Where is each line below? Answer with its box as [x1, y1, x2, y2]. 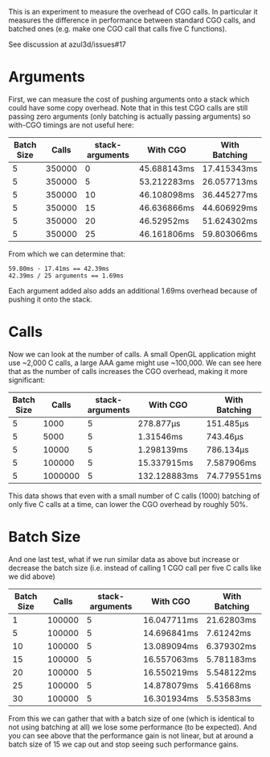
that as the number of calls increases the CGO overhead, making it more [8, 366, 247, 376]
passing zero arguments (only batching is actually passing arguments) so [8, 111, 251, 121]
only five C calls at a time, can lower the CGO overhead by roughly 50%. [8, 499, 248, 509]
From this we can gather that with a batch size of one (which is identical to [8, 713, 255, 723]
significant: [8, 375, 46, 385]
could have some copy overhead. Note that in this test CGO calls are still [8, 102, 248, 112]
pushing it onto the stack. [8, 294, 92, 304]
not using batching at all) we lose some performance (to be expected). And [8, 722, 257, 732]
